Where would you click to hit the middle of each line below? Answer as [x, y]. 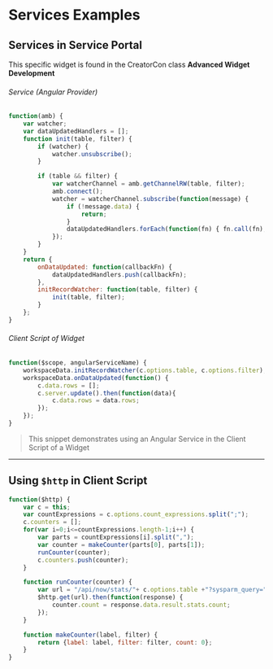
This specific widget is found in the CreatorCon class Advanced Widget [129, 64]
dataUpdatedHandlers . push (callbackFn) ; [119, 274]
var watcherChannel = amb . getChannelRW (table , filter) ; [148, 184]
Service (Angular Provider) [53, 92]
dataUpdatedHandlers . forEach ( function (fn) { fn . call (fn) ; [167, 230]
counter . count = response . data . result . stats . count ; [141, 605]
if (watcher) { [63, 146]
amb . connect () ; [78, 192]
